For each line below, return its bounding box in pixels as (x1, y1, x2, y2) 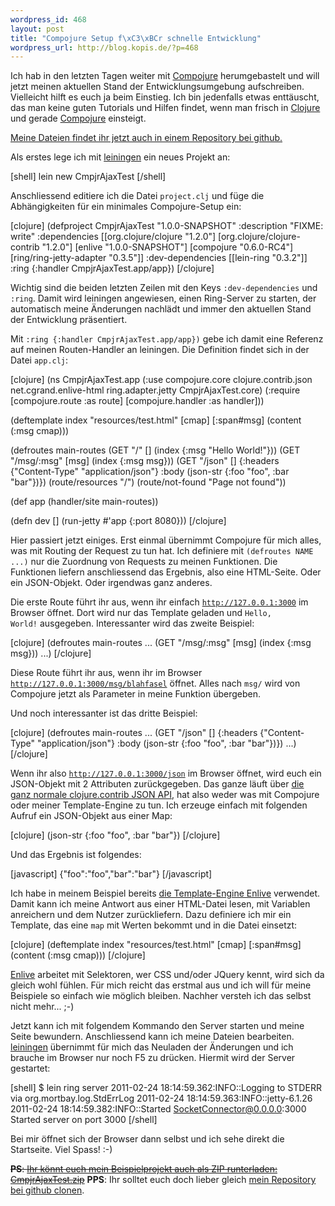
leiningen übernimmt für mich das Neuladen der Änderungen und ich (10, 1041, 294, 1053)
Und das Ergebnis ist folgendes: (10, 849, 142, 861)
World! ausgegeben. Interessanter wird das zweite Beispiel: (10, 617, 255, 630)
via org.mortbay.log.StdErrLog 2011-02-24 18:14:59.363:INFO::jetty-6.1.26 (10, 1092, 313, 1105)
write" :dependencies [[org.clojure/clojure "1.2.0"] (10, 231, 217, 243)
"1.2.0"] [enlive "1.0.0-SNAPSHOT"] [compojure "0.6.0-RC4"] (41, 241, 294, 253)
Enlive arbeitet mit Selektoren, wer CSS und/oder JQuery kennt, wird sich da (10, 969, 325, 981)
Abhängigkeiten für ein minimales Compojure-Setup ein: (10, 201, 242, 213)
